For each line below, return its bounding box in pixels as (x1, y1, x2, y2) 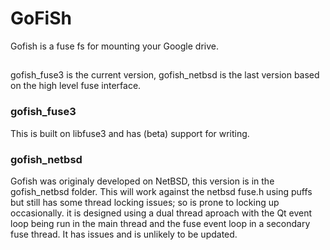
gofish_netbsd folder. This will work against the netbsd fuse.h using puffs (10, 185, 313, 197)
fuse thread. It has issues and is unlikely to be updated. (10, 228, 238, 240)
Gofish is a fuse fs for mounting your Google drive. (10, 40, 219, 52)
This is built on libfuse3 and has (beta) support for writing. (10, 127, 250, 139)
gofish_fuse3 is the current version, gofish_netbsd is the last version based (10, 69, 320, 81)
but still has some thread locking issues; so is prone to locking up (10, 196, 280, 208)
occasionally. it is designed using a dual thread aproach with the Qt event (10, 207, 313, 219)
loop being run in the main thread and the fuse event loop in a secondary (10, 217, 311, 229)
